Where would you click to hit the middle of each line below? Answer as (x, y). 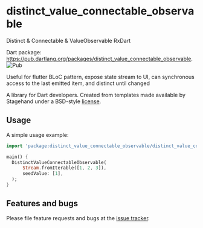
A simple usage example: (37, 135)
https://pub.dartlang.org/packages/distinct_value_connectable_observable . (100, 59)
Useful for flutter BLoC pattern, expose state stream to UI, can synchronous (100, 77)
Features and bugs (42, 204)
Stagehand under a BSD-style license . (54, 101)
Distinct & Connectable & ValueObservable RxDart (69, 40)
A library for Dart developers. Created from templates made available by (96, 95)
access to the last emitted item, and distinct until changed (78, 83)
